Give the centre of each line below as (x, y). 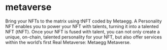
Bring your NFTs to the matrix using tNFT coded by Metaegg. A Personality (84, 21)
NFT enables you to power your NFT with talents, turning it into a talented (82, 26)
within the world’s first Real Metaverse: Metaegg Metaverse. (68, 42)
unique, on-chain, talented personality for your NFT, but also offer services (84, 37)
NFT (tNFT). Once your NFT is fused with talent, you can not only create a (82, 31)
